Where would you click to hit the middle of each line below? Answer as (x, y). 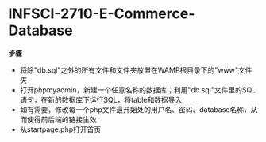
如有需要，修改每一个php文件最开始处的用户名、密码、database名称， (135, 109)
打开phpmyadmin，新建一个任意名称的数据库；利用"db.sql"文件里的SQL (138, 90)
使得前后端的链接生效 (62, 119)
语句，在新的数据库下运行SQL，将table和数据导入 (101, 99)
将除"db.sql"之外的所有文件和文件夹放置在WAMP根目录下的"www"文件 (136, 70)
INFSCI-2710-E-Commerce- (102, 14)
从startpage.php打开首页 (60, 129)
